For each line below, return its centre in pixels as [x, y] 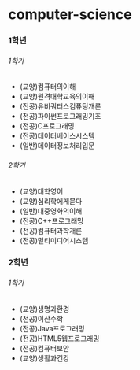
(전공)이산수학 [41, 318]
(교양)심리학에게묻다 [51, 201]
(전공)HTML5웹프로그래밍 [59, 338]
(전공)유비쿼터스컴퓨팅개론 [60, 106]
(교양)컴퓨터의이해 [48, 87]
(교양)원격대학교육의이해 [57, 97]
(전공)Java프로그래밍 [52, 328]
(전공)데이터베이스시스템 [57, 136]
